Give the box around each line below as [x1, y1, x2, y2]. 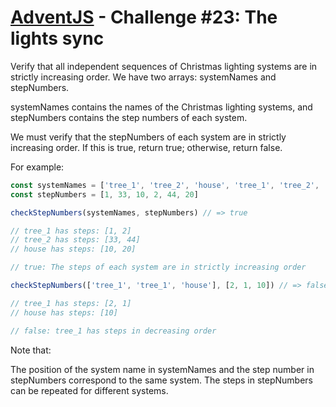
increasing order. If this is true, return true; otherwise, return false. [10, 141, 283, 153]
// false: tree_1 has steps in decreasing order [10, 326, 217, 336]
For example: [10, 161, 65, 173]
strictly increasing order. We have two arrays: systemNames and [10, 71, 277, 83]
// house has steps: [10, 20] [10, 244, 137, 255]
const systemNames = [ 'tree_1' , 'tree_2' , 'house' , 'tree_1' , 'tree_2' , [10, 180, 320, 190]
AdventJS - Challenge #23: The [10, 6, 278, 29]
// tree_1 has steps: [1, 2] [10, 226, 132, 236]
